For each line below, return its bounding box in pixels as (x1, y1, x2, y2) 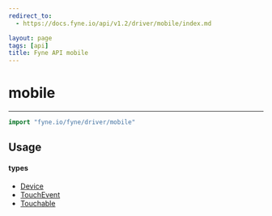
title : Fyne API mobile (8, 49, 89, 57)
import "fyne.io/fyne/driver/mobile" (8, 118, 136, 126)
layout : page (8, 34, 53, 42)
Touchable (19, 198, 56, 208)
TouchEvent (19, 189, 61, 199)
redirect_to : (8, 11, 53, 20)
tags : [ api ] (8, 41, 49, 49)
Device (19, 181, 45, 191)
